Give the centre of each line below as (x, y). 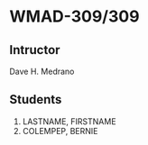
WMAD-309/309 (74, 17)
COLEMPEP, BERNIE (60, 131)
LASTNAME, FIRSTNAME (69, 121)
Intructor (35, 50)
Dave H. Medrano (42, 71)
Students (36, 100)
